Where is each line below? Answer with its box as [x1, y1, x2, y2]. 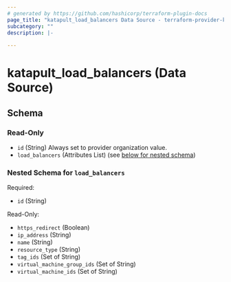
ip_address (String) [16, 231, 71, 239]
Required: [7, 184, 35, 192]
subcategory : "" [7, 23, 54, 30]
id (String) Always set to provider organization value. [16, 144, 167, 151]
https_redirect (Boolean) [16, 224, 90, 232]
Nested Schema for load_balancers [7, 168, 125, 177]
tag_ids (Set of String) [16, 252, 81, 261]
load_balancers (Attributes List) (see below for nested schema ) [16, 151, 196, 159]
